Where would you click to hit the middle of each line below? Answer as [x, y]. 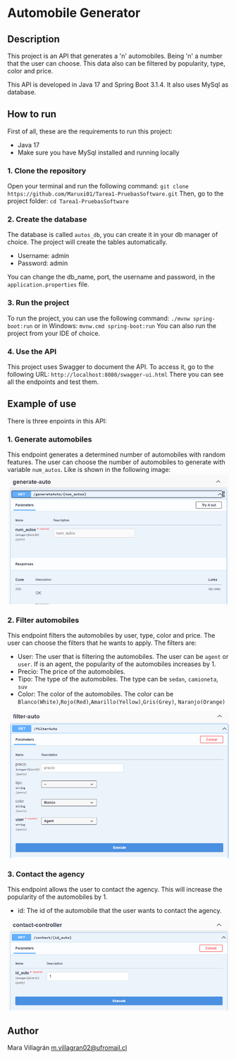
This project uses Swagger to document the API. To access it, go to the [111, 367]
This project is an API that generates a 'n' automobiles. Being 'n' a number [115, 56]
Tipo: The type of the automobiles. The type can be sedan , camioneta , [118, 679]
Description [33, 39]
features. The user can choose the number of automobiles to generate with [116, 462]
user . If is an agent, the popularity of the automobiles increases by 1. [117, 664]
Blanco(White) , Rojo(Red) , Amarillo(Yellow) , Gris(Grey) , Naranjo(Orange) [121, 702]
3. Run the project [38, 303]
